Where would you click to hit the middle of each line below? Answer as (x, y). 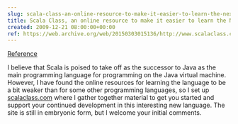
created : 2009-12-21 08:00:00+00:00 (61, 27)
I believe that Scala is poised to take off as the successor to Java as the (112, 67)
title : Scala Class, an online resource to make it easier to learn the (117, 21)
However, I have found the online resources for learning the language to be (117, 83)
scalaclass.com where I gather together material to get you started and (111, 98)
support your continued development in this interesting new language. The (116, 105)
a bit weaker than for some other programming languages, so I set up (108, 90)
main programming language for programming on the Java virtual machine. (117, 75)
